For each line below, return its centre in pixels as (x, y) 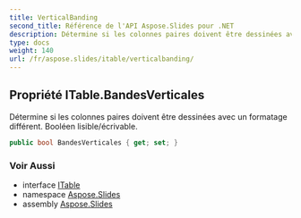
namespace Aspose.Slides (71, 194)
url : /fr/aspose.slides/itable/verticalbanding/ (102, 59)
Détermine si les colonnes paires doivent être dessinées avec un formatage (149, 116)
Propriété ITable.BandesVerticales (107, 95)
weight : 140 (31, 51)
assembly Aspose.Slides (68, 204)
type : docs (30, 42)
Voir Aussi (32, 165)
